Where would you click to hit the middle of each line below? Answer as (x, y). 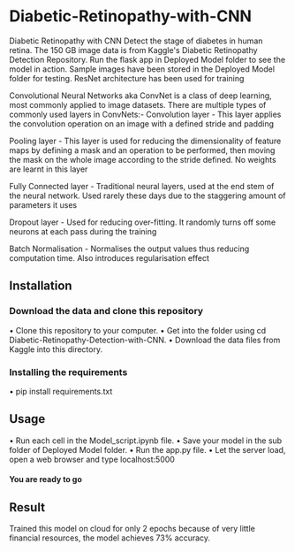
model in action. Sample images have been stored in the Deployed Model (142, 69)
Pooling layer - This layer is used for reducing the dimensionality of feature (145, 141)
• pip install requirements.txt (61, 391)
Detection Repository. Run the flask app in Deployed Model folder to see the (147, 59)
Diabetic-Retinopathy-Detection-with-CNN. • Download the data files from (145, 340)
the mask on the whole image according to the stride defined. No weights (143, 159)
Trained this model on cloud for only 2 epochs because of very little (132, 529)
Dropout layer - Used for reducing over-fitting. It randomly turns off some (143, 222)
